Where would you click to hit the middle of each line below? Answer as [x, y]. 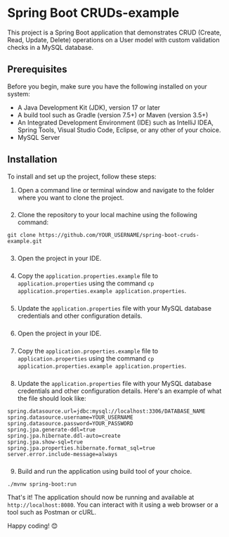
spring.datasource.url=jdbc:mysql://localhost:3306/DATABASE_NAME [106, 412]
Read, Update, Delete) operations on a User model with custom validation [113, 39]
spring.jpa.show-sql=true [45, 442]
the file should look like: [52, 399]
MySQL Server [39, 137]
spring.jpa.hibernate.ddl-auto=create [64, 436]
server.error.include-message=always [63, 455]
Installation [32, 160]
